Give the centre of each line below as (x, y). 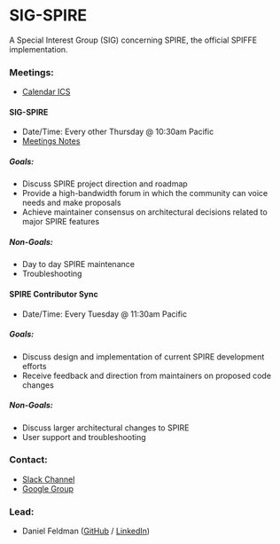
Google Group (47, 488)
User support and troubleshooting (84, 437)
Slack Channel (48, 479)
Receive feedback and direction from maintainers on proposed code (147, 375)
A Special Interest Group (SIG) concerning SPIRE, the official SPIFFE (133, 40)
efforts (34, 366)
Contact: (28, 460)
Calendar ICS (46, 92)
